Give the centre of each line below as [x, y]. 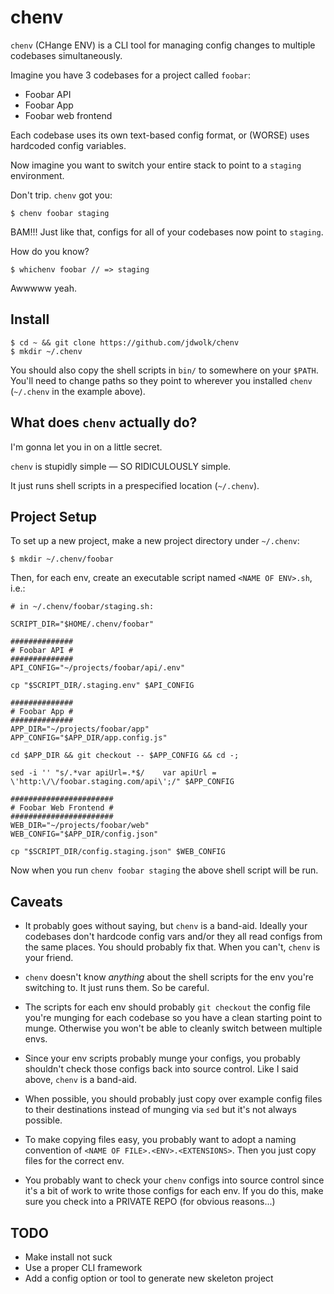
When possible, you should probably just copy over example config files [173, 1099]
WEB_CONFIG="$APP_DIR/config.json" [84, 834]
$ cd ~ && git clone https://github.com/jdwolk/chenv [125, 342]
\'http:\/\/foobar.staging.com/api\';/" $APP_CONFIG [122, 782]
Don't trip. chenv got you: [61, 195]
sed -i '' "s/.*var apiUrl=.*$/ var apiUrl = [113, 773]
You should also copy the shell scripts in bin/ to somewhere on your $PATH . [164, 370]
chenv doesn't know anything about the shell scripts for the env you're [169, 977]
